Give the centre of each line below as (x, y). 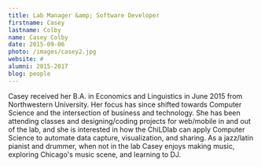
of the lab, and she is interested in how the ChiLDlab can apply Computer (127, 129)
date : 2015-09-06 (37, 45)
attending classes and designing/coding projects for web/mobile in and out (130, 121)
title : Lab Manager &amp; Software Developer (84, 15)
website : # (26, 60)
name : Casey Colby (38, 37)
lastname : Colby (35, 30)
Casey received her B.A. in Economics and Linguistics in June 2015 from (125, 96)
